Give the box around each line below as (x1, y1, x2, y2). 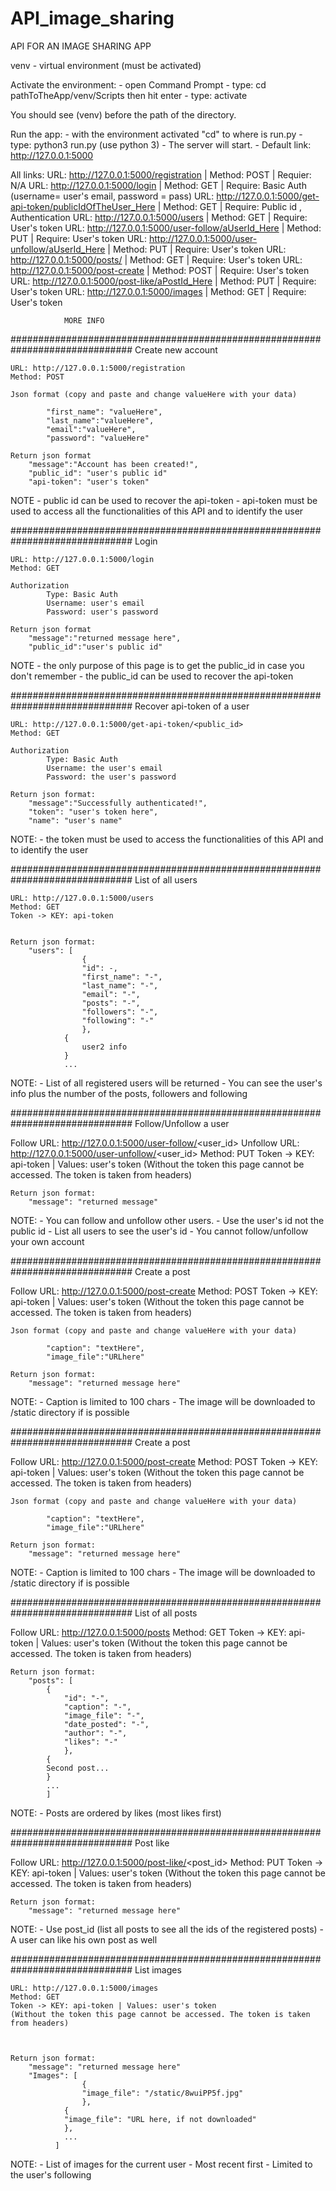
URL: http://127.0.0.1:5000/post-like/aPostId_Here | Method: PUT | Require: (10, 275, 317, 287)
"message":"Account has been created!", (28, 459, 199, 469)
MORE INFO (63, 315, 105, 326)
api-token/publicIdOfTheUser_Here (10, 200, 156, 212)
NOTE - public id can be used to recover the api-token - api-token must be (10, 494, 318, 506)
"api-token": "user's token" (28, 477, 150, 487)
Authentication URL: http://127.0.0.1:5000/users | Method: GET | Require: (10, 211, 308, 223)
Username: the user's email (46, 763, 163, 773)
